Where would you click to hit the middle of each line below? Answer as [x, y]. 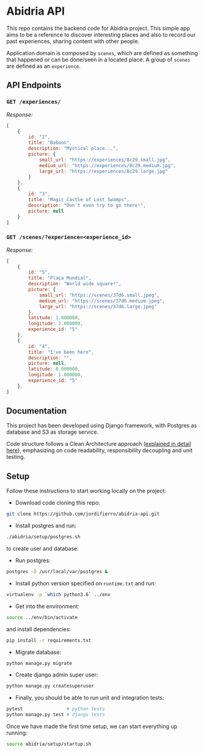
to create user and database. [43, 549]
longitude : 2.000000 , [56, 324]
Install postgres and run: [46, 526]
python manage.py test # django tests [56, 715]
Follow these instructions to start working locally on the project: [86, 491]
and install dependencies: [39, 629]
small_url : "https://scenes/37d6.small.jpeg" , [99, 295]
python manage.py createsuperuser [50, 686]
